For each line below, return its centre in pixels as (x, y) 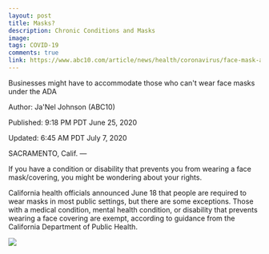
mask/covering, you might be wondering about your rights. (105, 177)
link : (17, 61)
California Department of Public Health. (73, 226)
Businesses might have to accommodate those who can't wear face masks (132, 83)
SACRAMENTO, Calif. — (48, 153)
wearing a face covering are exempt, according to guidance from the (122, 218)
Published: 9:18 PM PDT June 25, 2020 (73, 122)
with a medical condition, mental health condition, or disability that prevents (133, 209)
